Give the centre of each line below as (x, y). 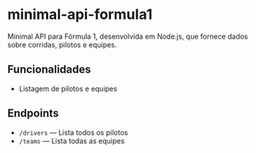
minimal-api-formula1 (80, 15)
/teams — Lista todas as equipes (72, 140)
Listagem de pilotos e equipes (68, 88)
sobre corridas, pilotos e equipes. (62, 44)
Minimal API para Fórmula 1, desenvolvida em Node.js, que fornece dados (128, 36)
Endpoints (33, 113)
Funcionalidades (50, 70)
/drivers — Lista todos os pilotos (73, 132)
